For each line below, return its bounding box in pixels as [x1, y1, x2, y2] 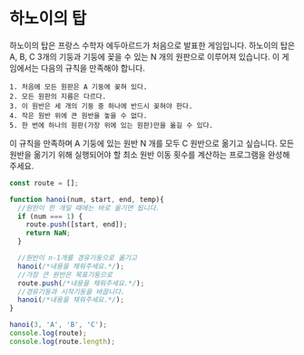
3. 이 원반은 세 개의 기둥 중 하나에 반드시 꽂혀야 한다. [9, 101, 193, 110]
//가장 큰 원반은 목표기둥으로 [17, 270, 113, 279]
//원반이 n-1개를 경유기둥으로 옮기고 [17, 254, 138, 263]
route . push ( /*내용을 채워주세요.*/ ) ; [17, 278, 145, 288]
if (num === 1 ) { [17, 212, 83, 221]
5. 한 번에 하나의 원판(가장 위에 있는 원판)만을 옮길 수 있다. [9, 120, 213, 130]
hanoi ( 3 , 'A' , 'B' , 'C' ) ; [9, 321, 107, 330]
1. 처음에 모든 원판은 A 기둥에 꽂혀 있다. [9, 82, 148, 91]
